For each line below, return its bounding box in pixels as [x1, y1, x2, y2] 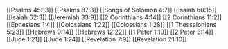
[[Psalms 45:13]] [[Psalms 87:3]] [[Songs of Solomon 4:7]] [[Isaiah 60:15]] [6, 6, 217, 14]
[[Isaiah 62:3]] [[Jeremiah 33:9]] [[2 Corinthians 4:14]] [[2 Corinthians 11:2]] [6, 13, 222, 21]
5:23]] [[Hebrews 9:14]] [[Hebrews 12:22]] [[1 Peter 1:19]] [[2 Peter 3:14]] [6, 28, 214, 36]
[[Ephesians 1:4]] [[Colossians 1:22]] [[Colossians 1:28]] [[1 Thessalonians [6, 21, 217, 28]
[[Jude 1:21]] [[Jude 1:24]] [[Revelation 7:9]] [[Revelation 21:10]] [6, 35, 187, 43]
